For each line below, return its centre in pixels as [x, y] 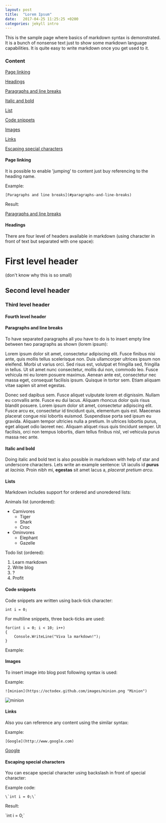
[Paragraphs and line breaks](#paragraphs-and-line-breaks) [69, 195]
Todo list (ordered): [25, 552]
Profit [18, 578]
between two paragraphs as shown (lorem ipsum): [56, 344]
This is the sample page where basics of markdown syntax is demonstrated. [83, 38]
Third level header [28, 305]
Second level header [38, 291]
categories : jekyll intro [32, 24]
